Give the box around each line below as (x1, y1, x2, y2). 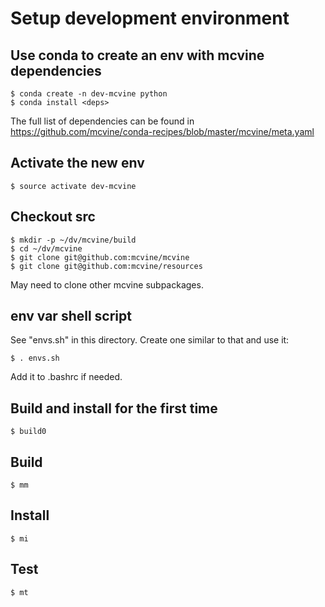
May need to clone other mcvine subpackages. (10, 278, 204, 291)
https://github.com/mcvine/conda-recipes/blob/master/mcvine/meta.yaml (10, 126, 315, 137)
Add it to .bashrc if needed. (10, 371, 123, 383)
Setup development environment (10, 7, 290, 30)
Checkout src (10, 208, 96, 226)
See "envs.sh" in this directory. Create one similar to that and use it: (10, 334, 290, 346)
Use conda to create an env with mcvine (10, 47, 265, 64)
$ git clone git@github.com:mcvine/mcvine (10, 252, 190, 262)
